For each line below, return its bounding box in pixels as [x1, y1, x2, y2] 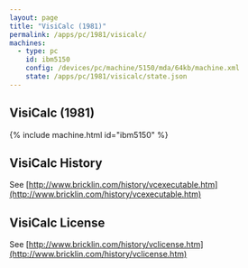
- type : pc [17, 47, 59, 56]
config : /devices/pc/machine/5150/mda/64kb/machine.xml [25, 64, 241, 73]
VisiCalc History [9, 155, 103, 171]
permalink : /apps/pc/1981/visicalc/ [9, 30, 147, 39]
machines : [9, 38, 47, 48]
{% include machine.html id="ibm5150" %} [9, 129, 169, 140]
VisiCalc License [9, 215, 106, 230]
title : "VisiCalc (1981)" [9, 22, 106, 31]
